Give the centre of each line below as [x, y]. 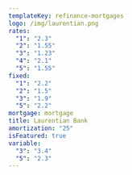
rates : [19, 31]
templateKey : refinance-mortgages [66, 16]
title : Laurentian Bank [48, 121]
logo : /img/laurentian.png [54, 23]
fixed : [19, 76]
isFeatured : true [37, 135]
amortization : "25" [41, 128]
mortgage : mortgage [41, 114]
